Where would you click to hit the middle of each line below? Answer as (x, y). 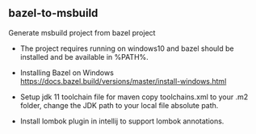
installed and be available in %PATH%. (84, 57)
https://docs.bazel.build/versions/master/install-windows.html (123, 81)
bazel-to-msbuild (53, 13)
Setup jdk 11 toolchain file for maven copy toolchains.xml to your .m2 (134, 97)
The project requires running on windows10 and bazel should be (127, 48)
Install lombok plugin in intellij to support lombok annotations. (122, 121)
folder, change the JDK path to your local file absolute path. (119, 105)
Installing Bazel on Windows (67, 73)
